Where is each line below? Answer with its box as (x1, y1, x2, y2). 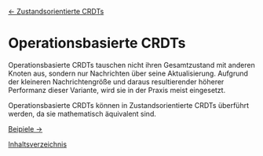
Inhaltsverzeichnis (8, 139, 68, 149)
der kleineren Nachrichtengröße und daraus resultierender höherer (8, 76, 225, 86)
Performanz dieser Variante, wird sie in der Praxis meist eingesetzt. (8, 85, 226, 95)
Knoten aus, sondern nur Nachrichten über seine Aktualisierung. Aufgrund (8, 69, 249, 78)
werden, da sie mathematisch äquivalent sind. (8, 109, 157, 118)
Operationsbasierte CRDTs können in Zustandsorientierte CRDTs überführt (8, 100, 250, 110)
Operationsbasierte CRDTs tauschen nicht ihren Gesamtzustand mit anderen (8, 60, 255, 69)
